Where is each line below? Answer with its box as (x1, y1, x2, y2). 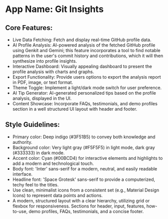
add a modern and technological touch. (12, 160, 94, 166)
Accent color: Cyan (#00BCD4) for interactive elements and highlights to (12, 155, 163, 161)
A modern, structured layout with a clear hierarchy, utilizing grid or (12, 197, 150, 203)
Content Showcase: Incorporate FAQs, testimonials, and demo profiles (12, 101, 158, 106)
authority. (12, 139, 33, 145)
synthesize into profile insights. (12, 58, 77, 64)
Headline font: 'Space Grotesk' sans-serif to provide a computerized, (12, 176, 155, 182)
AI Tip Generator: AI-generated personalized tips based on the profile (12, 90, 156, 96)
